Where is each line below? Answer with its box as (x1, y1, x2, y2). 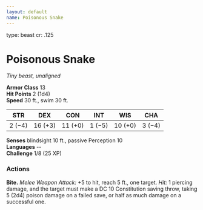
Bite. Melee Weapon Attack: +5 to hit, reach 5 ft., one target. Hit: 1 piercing (6, 179, 193, 186)
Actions (6, 165, 30, 173)
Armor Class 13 (6, 84, 45, 91)
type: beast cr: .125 (6, 31, 54, 38)
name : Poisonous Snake (6, 15, 64, 21)
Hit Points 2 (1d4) (6, 90, 50, 97)
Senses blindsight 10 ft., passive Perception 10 (6, 137, 123, 144)
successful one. (6, 198, 47, 205)
